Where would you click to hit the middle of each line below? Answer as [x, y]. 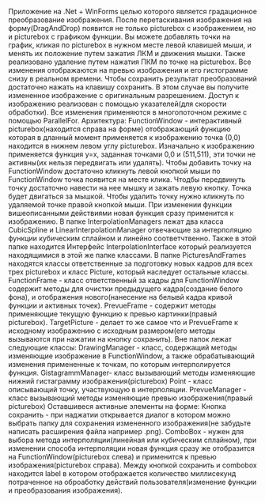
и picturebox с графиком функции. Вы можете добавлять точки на [119, 36]
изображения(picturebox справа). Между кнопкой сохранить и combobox [132, 465]
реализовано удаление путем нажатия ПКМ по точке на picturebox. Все [130, 62]
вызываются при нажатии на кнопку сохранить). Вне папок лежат [120, 339]
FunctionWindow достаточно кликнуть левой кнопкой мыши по [114, 171]
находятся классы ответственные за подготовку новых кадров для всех [131, 263]
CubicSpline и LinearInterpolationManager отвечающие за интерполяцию [130, 230]
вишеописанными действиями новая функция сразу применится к [121, 213]
